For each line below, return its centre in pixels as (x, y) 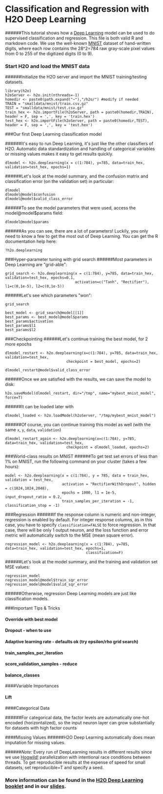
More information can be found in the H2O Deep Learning (74, 780)
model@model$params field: (34, 213)
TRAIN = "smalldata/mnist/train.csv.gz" (47, 104)
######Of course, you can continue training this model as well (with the (78, 425)
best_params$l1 (20, 326)
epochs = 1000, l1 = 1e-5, (89, 493)
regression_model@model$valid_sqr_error (47, 585)
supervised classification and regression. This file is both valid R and (74, 38)
